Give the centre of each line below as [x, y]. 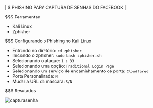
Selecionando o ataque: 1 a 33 [43, 61]
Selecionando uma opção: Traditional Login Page [63, 66]
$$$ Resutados [21, 91]
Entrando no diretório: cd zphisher [47, 50]
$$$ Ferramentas [22, 17]
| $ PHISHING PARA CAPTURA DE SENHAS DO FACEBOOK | [66, 8]
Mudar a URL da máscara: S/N [42, 81]
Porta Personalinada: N [35, 76]
